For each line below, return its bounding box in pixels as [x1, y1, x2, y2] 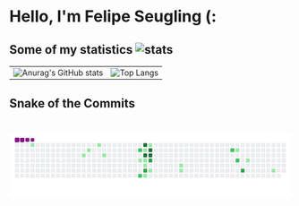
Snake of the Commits [9, 96, 136, 111]
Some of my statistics [9, 42, 133, 57]
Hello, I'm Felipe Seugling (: [9, 6, 218, 27]
